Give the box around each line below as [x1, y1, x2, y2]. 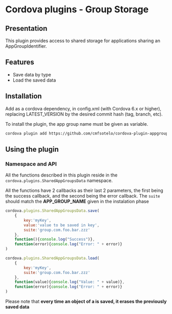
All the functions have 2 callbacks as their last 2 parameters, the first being [5, 187, 163, 193]
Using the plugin [5, 145, 59, 153]
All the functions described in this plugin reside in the [5, 172, 118, 178]
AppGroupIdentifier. [5, 43, 47, 49]
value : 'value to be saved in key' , [24, 222, 100, 228]
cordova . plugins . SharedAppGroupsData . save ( [5, 208, 100, 213]
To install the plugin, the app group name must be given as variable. [5, 121, 148, 127]
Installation [5, 92, 42, 101]
